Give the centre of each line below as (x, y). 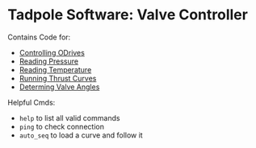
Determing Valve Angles (59, 87)
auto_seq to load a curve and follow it (81, 135)
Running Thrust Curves (58, 78)
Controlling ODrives (52, 52)
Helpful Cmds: (31, 102)
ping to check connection (61, 126)
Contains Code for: (39, 37)
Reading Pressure (48, 61)
